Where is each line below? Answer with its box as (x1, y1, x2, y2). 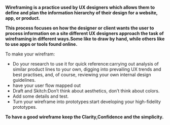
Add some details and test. (12, 93, 69, 99)
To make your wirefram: (5, 51, 55, 57)
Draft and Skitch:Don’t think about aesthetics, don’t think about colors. (12, 88, 160, 93)
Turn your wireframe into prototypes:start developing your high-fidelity (12, 99, 161, 105)
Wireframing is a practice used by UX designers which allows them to (5, 5, 155, 10)
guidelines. (12, 77, 36, 83)
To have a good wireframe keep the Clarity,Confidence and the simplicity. (5, 114, 164, 120)
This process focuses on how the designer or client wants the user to (5, 25, 154, 31)
